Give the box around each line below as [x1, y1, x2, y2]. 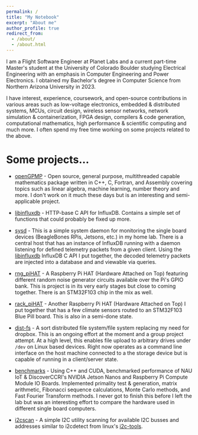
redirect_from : [6, 31, 44, 37]
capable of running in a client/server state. [14, 356, 118, 363]
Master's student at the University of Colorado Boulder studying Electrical [6, 64, 186, 71]
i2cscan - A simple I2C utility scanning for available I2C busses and [14, 416, 179, 423]
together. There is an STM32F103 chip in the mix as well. [14, 288, 153, 296]
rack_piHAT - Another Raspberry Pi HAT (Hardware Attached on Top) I [14, 300, 186, 307]
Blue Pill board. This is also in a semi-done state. [14, 312, 133, 320]
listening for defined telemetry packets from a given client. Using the [14, 246, 182, 253]
